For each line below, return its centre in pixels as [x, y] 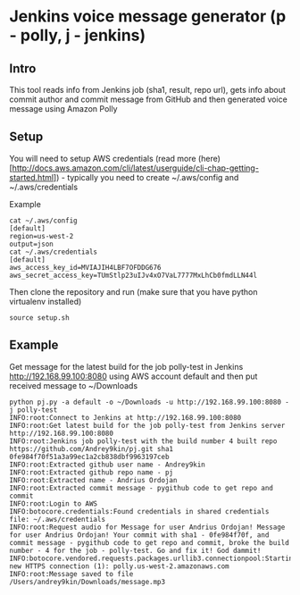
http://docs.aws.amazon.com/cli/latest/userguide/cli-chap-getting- [135, 168]
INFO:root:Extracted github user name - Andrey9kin [107, 465]
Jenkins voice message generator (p [148, 17]
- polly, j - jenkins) [78, 35]
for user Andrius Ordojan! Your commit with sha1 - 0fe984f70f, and [139, 535]
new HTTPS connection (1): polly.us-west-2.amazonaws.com [119, 566]
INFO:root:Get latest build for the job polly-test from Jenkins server [147, 425]
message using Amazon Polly [63, 109]
